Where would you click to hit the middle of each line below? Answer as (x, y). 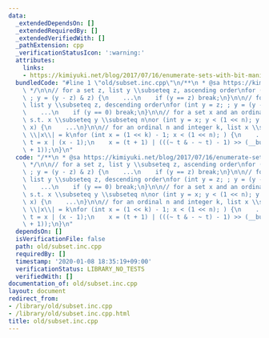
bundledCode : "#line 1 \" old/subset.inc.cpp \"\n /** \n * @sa (118, 82)
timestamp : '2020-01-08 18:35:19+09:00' (84, 261)
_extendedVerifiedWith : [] (60, 38)
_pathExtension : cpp (50, 46)
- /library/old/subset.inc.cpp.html (69, 313)
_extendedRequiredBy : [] (57, 30)
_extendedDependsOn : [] (55, 23)
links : (34, 68)
